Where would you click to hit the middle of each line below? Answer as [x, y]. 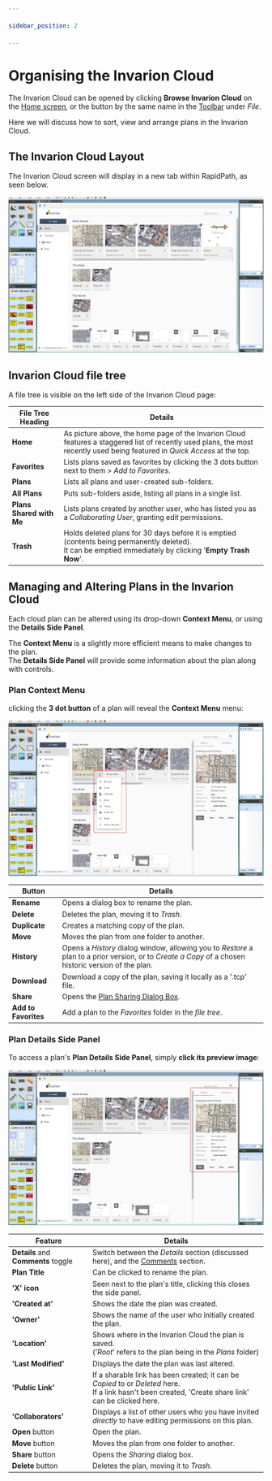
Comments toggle [42, 1261]
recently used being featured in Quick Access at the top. [157, 450]
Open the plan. [117, 1432]
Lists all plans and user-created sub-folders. [138, 482]
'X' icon [25, 1288]
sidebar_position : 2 [43, 26]
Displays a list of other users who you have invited [175, 1412]
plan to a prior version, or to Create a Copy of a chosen [153, 957]
